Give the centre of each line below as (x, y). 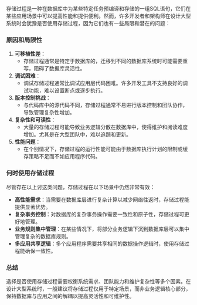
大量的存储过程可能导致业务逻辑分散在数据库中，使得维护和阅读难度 (106, 127)
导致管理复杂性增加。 (49, 113)
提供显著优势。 (33, 206)
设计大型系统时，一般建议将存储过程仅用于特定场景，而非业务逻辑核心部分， (98, 289)
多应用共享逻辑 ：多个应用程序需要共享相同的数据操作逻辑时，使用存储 (99, 243)
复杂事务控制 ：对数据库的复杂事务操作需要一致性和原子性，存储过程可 (99, 214)
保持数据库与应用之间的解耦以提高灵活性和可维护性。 (70, 296)
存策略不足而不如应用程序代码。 (62, 157)
